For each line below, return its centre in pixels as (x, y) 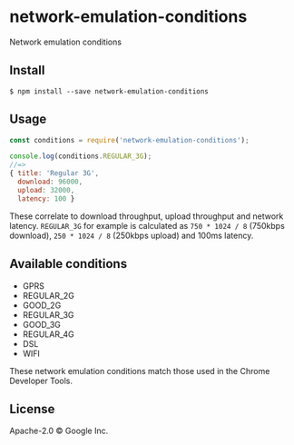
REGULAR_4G (48, 334)
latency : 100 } (46, 198)
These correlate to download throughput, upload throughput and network (147, 216)
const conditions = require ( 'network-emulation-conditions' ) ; (129, 140)
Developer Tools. (41, 381)
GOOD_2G (42, 305)
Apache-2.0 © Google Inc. (59, 431)
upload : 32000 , (46, 190)
